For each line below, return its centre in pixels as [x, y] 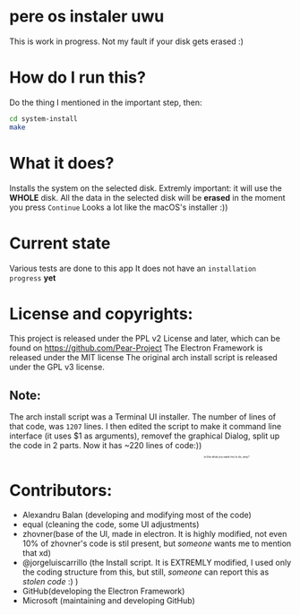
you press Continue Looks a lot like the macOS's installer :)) [119, 207]
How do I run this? [77, 78]
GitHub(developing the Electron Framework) [103, 591]
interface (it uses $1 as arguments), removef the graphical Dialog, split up [145, 436]
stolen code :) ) [50, 582]
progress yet [33, 277]
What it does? [62, 163]
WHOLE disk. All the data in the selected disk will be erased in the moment [147, 197]
